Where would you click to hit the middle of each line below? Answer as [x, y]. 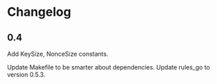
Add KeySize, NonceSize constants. [58, 54]
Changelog [39, 12]
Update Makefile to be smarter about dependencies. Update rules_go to [109, 67]
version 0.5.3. [26, 74]
